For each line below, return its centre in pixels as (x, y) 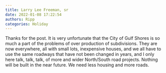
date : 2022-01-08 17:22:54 (33, 15)
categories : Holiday (27, 24)
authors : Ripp (20, 19)
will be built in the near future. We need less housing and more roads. (77, 65)
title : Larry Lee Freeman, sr (37, 10)
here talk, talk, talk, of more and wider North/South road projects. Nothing (82, 60)
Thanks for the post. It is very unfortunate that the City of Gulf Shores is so (82, 38)
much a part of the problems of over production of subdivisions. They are (81, 44)
